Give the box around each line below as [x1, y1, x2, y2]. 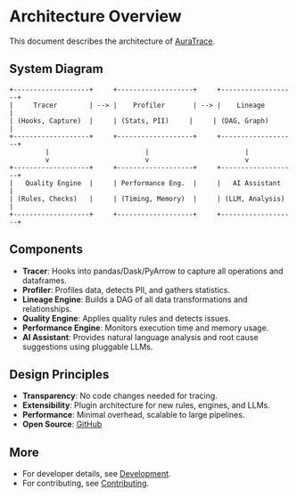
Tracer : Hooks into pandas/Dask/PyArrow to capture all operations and [21, 265, 284, 276]
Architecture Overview [9, 6, 182, 27]
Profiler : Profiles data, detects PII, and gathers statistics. [21, 284, 230, 295]
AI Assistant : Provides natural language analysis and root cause [21, 331, 259, 342]
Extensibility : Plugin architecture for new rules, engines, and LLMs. [21, 400, 270, 411]
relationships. [21, 303, 72, 314]
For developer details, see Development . [21, 468, 171, 479]
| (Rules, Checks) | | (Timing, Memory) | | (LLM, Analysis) [9, 194, 285, 203]
